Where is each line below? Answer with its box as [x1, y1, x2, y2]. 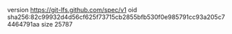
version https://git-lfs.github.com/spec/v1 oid [7, 6, 138, 14]
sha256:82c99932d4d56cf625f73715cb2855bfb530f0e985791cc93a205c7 [7, 13, 226, 21]
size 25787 [41, 20, 73, 28]
